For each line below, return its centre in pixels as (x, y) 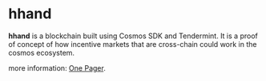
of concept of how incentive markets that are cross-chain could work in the (133, 44)
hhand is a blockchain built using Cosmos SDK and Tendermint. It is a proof (133, 36)
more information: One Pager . (57, 67)
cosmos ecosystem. (41, 52)
